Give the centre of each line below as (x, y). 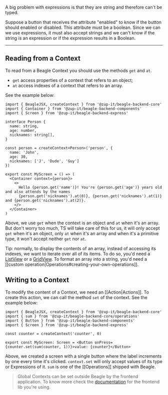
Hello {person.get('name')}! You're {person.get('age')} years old (90, 187)
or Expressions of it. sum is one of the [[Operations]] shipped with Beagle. (80, 367)
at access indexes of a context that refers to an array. (68, 85)
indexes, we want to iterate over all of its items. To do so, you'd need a (78, 254)
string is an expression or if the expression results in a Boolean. (70, 38)
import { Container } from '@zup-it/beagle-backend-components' (73, 109)
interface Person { (25, 122)
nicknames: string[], (32, 135)
